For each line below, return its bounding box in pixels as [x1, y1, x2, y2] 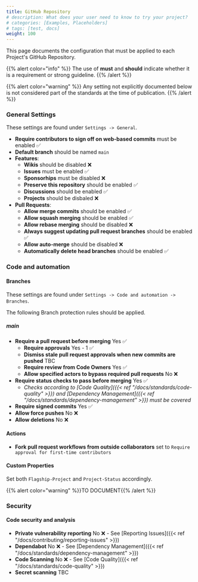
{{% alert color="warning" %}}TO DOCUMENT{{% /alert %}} [6, 487, 156, 494]
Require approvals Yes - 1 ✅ [23, 344, 94, 351]
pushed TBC [23, 357, 55, 364]
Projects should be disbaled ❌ [23, 195, 99, 202]
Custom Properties [6, 462, 54, 469]
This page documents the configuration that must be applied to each [6, 47, 175, 54]
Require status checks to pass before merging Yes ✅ [14, 376, 148, 384]
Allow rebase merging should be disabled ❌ [23, 221, 133, 228]
